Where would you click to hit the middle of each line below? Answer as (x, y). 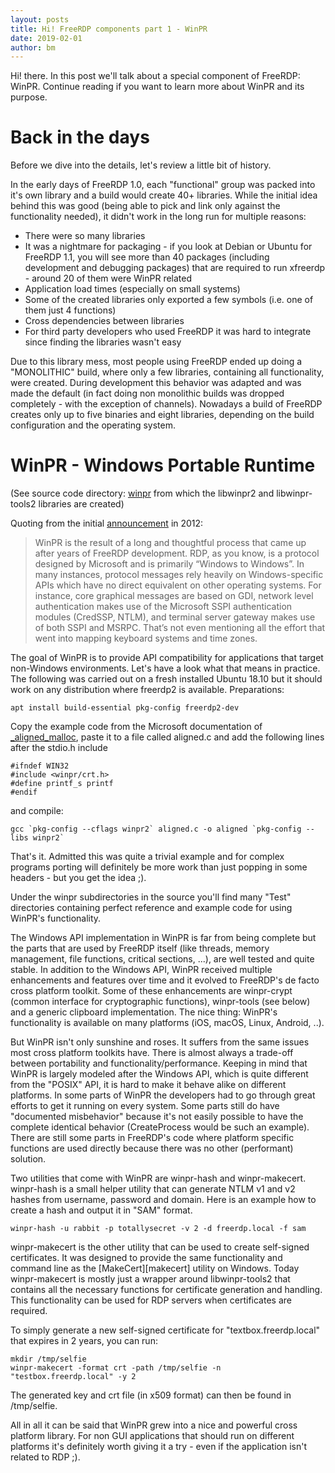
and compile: (37, 811)
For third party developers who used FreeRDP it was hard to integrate (168, 332)
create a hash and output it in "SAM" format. (101, 1210)
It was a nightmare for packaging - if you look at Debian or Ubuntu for (168, 247)
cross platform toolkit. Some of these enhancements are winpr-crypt (151, 991)
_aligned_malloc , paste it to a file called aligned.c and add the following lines (167, 737)
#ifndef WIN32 (40, 766)
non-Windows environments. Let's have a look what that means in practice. (165, 668)
